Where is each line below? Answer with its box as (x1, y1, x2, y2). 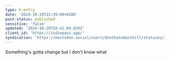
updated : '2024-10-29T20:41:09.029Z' (5, 26, 85, 31)
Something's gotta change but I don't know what (5, 48, 107, 55)
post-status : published (5, 16, 56, 21)
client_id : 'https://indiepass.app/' (5, 30, 85, 35)
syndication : (5, 35, 33, 40)
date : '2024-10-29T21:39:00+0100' (5, 12, 78, 17)
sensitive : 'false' (5, 21, 47, 26)
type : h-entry (5, 7, 35, 12)
